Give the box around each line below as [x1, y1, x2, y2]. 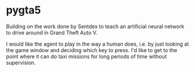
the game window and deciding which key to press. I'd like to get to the [6, 46, 177, 53]
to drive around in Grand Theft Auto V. [6, 29, 97, 36]
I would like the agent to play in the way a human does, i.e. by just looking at [6, 40, 189, 47]
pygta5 [6, 4, 41, 17]
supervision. [6, 59, 36, 66]
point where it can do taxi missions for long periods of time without [6, 53, 168, 60]
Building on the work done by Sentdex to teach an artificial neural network [6, 23, 184, 30]
